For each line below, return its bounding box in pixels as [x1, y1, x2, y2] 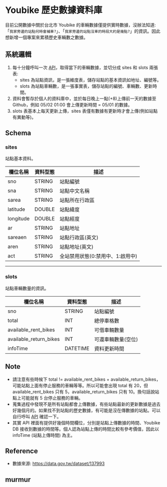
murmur [5, 475, 31, 484]
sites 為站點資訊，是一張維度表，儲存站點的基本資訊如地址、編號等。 [19, 77, 162, 82]
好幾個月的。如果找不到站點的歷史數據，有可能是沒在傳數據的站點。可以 [12, 407, 161, 413]
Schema [5, 129, 31, 137]
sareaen [7, 234, 27, 241]
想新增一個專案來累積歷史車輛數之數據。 [5, 34, 88, 40]
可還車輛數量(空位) [94, 336, 138, 343]
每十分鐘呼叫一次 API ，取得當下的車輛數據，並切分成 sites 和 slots [12, 64, 148, 70]
